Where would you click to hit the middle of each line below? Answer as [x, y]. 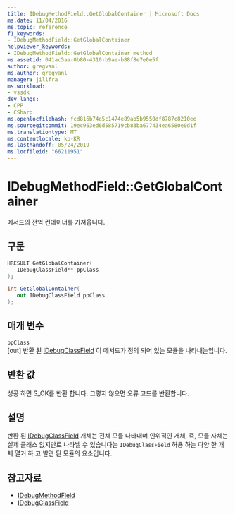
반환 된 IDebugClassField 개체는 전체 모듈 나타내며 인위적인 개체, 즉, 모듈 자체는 [118, 436]
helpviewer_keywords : [39, 47]
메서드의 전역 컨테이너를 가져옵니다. [56, 222]
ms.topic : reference [38, 27]
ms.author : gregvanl [38, 73]
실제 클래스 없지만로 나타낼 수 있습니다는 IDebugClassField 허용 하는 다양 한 [112, 445]
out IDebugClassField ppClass [61, 296]
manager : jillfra [33, 79]
